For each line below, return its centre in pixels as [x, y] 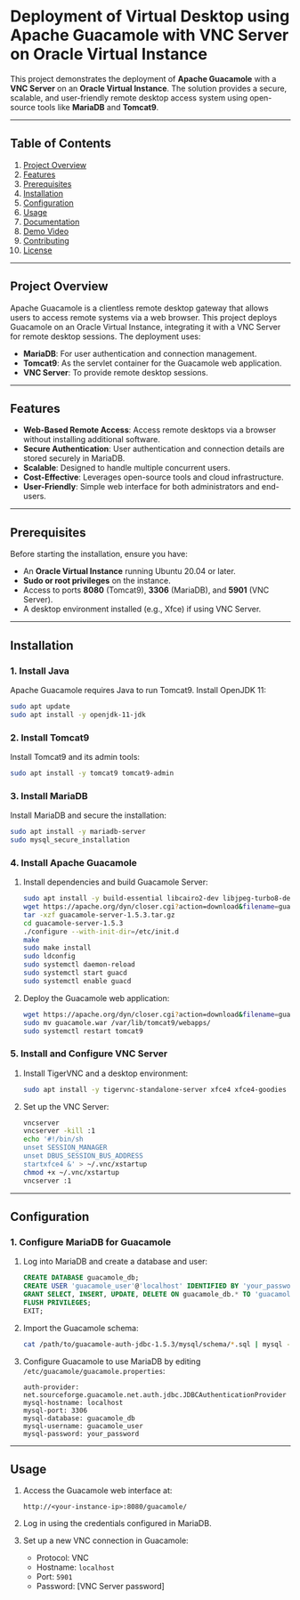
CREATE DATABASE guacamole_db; [81, 1278]
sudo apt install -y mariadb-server [78, 832]
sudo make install [57, 948]
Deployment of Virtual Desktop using [150, 16]
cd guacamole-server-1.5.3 [73, 923]
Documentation [51, 222]
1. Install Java [40, 671]
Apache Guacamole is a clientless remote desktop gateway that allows [140, 308]
